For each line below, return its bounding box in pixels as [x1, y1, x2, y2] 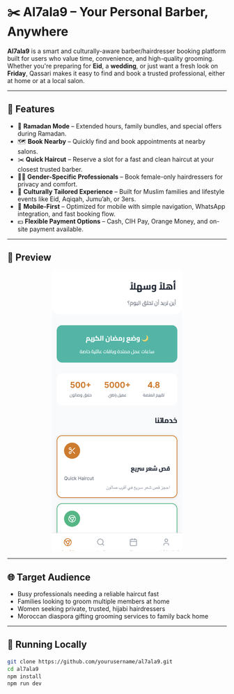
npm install [7, 673, 42, 680]
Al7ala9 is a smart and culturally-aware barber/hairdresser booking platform [7, 47, 226, 55]
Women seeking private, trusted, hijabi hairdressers [17, 605, 166, 613]
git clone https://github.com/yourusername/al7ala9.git [7, 658, 173, 665]
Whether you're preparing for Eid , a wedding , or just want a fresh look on [7, 61, 218, 70]
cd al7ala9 [7, 665, 39, 672]
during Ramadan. [17, 129, 67, 138]
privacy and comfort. [17, 179, 78, 188]
